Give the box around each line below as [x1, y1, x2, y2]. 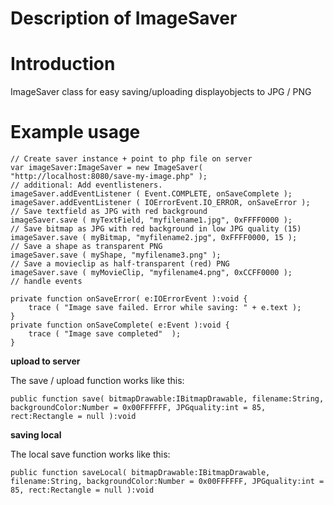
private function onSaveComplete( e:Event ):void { [10, 320, 230, 331]
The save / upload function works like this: [10, 375, 185, 387]
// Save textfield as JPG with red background [10, 207, 208, 217]
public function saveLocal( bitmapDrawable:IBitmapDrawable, [10, 468, 271, 478]
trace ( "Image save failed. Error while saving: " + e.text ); [28, 303, 302, 313]
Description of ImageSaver [10, 7, 238, 30]
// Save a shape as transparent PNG [10, 242, 163, 252]
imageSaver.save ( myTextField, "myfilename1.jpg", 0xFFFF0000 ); [10, 215, 293, 226]
